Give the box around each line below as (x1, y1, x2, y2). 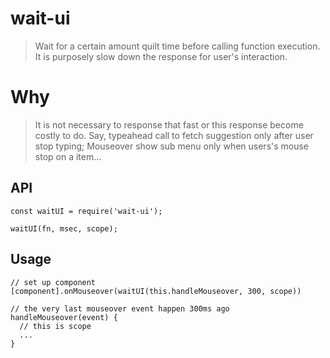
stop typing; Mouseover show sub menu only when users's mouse (34, 140, 310, 152)
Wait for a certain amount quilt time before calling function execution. (34, 40, 321, 52)
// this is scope (19, 321, 92, 331)
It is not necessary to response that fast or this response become (34, 118, 304, 131)
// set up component (10, 277, 97, 287)
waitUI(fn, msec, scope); (10, 223, 118, 234)
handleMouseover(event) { (10, 312, 118, 322)
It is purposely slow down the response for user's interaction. (34, 50, 288, 62)
